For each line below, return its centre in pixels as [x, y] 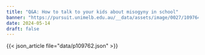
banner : [16, 18]
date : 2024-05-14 [28, 23]
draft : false [23, 29]
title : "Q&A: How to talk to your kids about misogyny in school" [92, 12]
